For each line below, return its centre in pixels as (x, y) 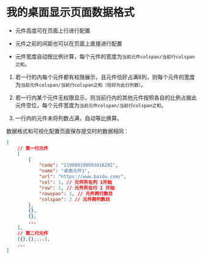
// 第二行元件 (33, 233)
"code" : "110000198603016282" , (79, 165)
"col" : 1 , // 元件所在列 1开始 (75, 183)
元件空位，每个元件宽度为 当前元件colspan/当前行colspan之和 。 (91, 105)
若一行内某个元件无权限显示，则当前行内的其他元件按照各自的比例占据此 (106, 98)
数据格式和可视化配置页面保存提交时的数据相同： (68, 131)
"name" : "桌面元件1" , (64, 171)
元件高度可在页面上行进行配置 (52, 30)
